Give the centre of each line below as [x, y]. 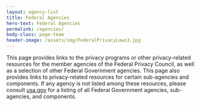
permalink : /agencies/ [35, 29]
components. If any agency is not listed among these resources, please [96, 83]
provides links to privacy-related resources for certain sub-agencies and [98, 77]
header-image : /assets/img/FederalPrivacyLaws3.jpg [73, 40]
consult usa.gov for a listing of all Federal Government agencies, [87, 90]
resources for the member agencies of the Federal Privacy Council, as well [100, 64]
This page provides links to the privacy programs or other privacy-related [99, 58]
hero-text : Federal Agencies [43, 23]
